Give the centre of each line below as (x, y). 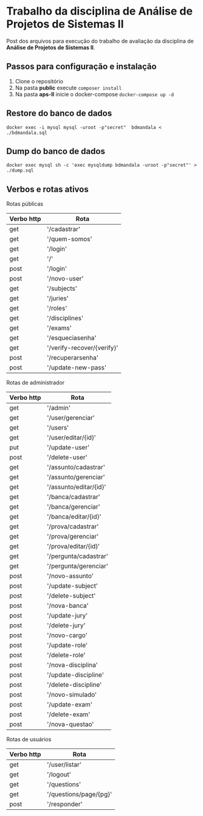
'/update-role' (67, 645)
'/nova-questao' (71, 724)
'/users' (58, 428)
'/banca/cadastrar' (74, 497)
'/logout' (59, 775)
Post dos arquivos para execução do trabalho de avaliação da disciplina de (100, 41)
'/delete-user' (67, 458)
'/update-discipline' (76, 675)
